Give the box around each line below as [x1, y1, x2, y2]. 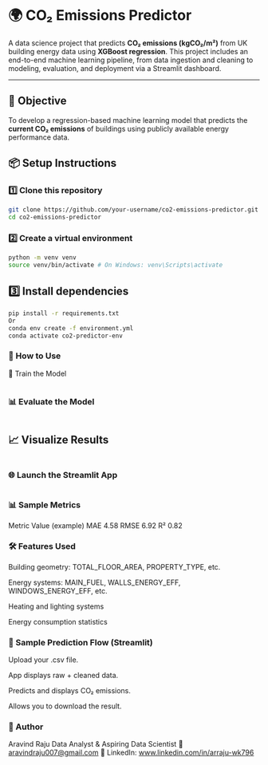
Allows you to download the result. [8, 701, 122, 711]
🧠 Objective [8, 94, 67, 108]
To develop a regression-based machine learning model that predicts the [8, 115, 248, 124]
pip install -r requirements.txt [8, 310, 120, 317]
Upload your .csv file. [8, 655, 79, 664]
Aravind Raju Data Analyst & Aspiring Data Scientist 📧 [8, 739, 183, 749]
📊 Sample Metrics [8, 499, 81, 511]
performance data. [8, 132, 70, 142]
